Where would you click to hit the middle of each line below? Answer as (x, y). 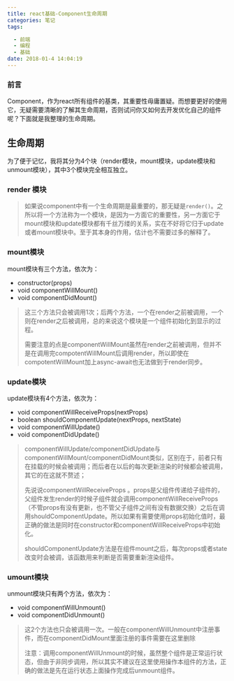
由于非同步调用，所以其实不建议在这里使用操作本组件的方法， (132, 662)
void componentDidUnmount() (61, 615)
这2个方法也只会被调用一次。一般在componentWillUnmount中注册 (119, 629)
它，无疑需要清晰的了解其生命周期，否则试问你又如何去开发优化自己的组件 (114, 110)
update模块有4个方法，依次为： (53, 398)
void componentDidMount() (57, 297)
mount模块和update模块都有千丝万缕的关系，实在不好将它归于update (124, 224)
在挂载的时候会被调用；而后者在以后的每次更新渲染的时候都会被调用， (125, 466)
